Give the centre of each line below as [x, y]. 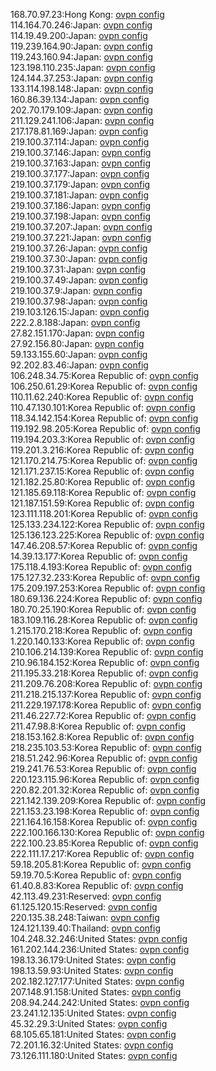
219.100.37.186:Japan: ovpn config [81, 205]
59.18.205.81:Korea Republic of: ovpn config [101, 864]
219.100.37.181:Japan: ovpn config [80, 195]
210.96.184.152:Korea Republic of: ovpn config [105, 662]
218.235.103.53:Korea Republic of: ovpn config [106, 747]
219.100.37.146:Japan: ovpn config [81, 152]
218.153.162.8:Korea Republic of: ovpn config [102, 737]
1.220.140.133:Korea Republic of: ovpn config [102, 641]
